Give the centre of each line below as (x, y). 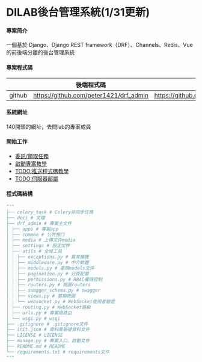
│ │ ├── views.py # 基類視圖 (41, 296)
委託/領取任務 (32, 156)
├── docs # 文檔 (26, 218)
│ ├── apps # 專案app (32, 229)
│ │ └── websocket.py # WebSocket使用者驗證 (61, 302)
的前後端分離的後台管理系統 (41, 52)
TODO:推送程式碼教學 (42, 171)
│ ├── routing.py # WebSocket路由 (49, 307)
